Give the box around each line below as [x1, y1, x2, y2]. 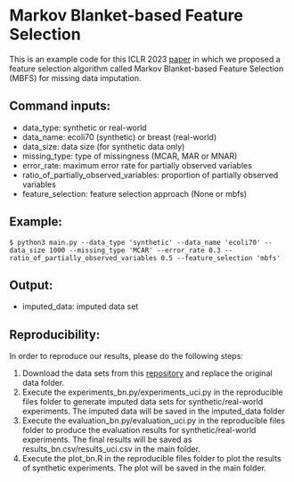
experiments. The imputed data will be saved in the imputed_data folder [21, 406, 285, 417]
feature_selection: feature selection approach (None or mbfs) [21, 188, 248, 199]
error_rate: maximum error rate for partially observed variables [21, 159, 252, 170]
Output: [9, 277, 53, 292]
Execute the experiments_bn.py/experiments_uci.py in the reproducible [21, 387, 283, 397]
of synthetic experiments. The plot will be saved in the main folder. [21, 462, 267, 473]
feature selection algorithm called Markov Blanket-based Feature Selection [9, 63, 284, 74]
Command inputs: [9, 99, 111, 114]
